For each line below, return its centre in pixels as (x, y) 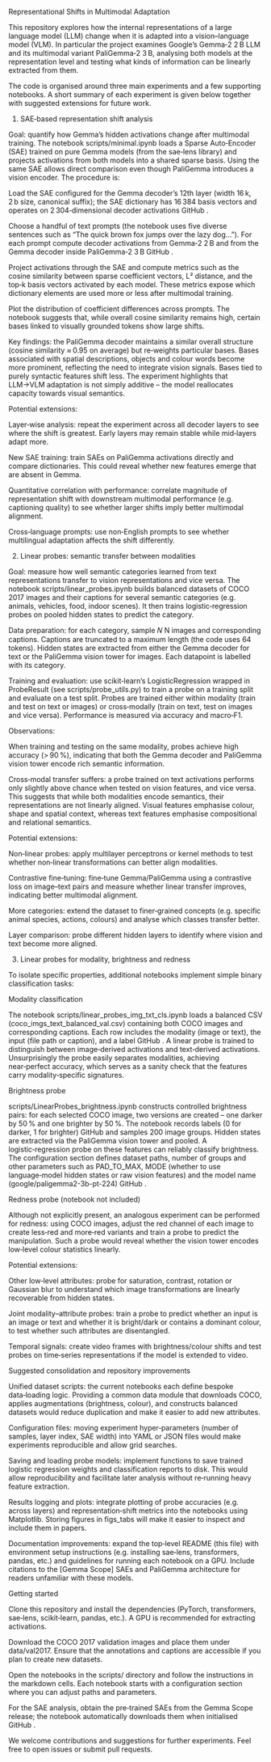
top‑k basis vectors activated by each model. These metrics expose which (132, 285)
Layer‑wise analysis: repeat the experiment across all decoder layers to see (134, 425)
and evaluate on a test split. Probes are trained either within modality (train (132, 698)
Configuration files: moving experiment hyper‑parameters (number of (123, 1428)
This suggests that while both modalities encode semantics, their (116, 796)
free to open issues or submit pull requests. (81, 1749)
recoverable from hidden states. (62, 1298)
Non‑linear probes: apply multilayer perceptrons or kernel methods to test (131, 854)
